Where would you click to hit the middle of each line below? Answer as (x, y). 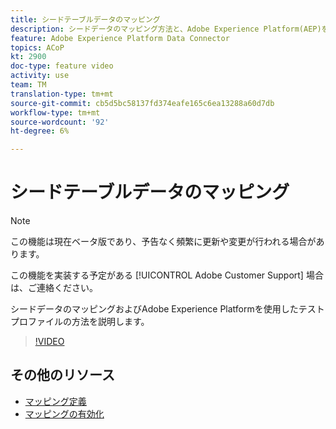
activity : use (40, 76)
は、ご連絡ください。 (54, 288)
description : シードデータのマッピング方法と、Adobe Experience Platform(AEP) (166, 29)
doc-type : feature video (62, 66)
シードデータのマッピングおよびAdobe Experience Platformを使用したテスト (167, 309)
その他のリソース (62, 375)
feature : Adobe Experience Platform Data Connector (120, 38)
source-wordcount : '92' (60, 122)
